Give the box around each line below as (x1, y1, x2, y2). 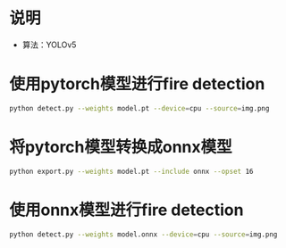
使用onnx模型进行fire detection (9, 200, 244, 219)
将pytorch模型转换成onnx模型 (9, 136, 232, 157)
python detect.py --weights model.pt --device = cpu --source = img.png (9, 103, 270, 112)
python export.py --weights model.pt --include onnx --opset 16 (9, 167, 254, 176)
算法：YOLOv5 (21, 39, 77, 50)
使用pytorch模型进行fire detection (9, 74, 265, 95)
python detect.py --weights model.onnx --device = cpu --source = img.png (9, 229, 278, 239)
